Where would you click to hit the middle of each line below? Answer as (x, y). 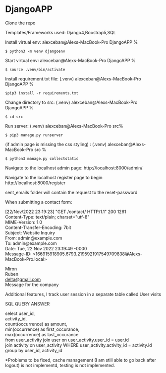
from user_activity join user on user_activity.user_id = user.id (67, 340)
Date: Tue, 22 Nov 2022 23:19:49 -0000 (46, 248)
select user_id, (20, 313)
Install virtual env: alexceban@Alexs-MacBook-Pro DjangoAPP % (71, 42)
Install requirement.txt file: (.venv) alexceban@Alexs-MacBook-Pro (73, 78)
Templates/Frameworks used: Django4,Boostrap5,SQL (61, 32)
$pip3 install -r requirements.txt (42, 93)
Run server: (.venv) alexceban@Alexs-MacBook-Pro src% (64, 126)
